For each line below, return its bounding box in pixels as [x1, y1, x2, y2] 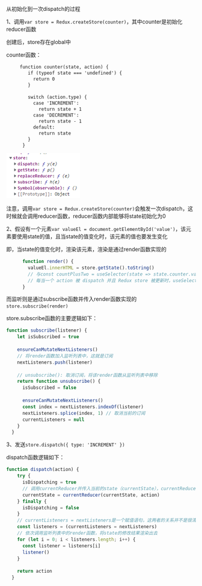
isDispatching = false [22, 505, 79, 511]
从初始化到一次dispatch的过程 [6, 5, 81, 12]
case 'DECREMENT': [32, 112, 79, 118]
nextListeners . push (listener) [17, 359, 93, 365]
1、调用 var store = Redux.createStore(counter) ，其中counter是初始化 [6, 18, 183, 25]
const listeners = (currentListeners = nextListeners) [17, 524, 158, 530]
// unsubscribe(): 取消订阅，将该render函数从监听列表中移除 [17, 372, 158, 378]
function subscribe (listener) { [6, 327, 87, 333]
